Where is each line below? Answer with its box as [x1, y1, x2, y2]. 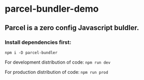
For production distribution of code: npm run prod [5, 69, 108, 75]
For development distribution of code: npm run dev [5, 59, 111, 65]
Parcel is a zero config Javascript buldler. [5, 23, 139, 32]
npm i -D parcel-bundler [5, 50, 58, 55]
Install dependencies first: [5, 39, 71, 46]
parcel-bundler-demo [5, 3, 99, 15]
